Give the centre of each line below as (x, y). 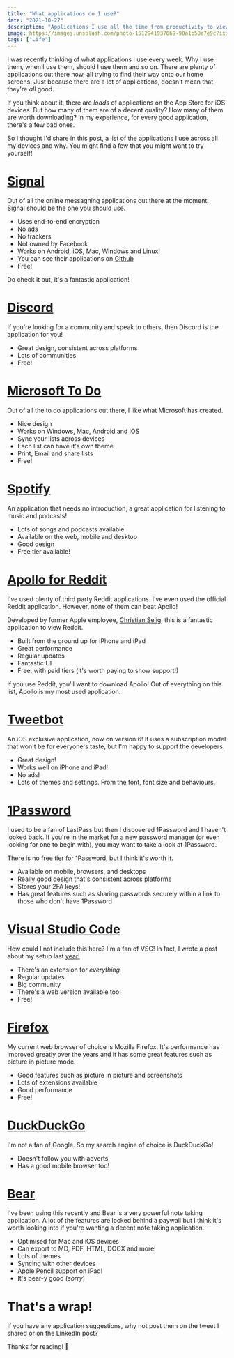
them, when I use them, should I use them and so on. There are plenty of (111, 67)
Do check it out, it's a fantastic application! (69, 280)
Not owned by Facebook (53, 244)
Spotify (29, 489)
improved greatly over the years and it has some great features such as (110, 1054)
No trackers (34, 236)
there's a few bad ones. (41, 125)
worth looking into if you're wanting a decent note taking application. (106, 1228)
